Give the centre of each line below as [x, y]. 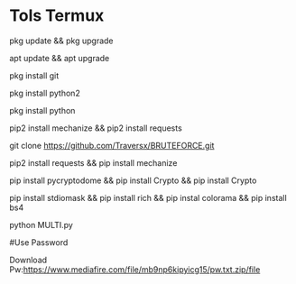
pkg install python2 [45, 93]
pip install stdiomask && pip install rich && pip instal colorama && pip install [148, 197]
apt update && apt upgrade [60, 58]
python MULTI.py [42, 224]
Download [28, 260]
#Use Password [39, 242]
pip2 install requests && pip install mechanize [93, 162]
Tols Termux [57, 16]
